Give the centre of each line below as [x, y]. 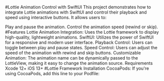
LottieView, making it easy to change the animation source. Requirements [79, 63]
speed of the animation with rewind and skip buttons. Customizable [73, 53]
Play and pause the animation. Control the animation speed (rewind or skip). [82, 27]
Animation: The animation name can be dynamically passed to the [71, 58]
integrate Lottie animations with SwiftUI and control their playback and [76, 12]
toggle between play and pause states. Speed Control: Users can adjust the [81, 48]
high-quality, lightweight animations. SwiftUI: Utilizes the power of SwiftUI [80, 37]
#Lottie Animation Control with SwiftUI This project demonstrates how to [78, 7]
